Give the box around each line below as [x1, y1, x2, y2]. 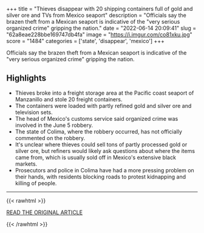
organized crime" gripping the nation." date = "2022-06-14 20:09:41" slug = [6, 24, 196, 32]
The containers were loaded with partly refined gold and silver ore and [15, 102, 192, 109]
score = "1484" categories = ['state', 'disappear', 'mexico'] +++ [6, 38, 165, 44]
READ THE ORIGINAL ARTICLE [6, 209, 83, 216]
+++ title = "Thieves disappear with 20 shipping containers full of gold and [6, 5, 193, 12]
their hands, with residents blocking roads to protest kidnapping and [15, 173, 186, 180]
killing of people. [15, 179, 57, 187]
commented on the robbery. [15, 134, 86, 141]
